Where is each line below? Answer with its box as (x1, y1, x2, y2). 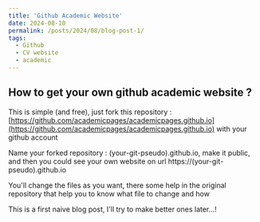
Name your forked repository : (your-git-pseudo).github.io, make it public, (8, 148, 250, 157)
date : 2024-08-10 (8, 19, 66, 27)
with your (216, 124, 247, 133)
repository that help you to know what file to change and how (8, 188, 210, 198)
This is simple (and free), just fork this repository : (8, 107, 172, 117)
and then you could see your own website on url (8, 157, 167, 166)
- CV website (15, 49, 59, 57)
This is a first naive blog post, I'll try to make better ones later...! (8, 204, 217, 214)
